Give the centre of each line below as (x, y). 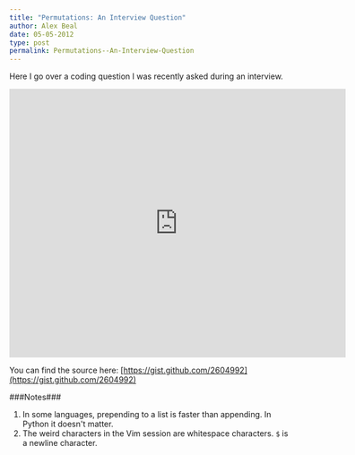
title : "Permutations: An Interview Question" (98, 17)
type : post (30, 43)
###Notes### (35, 397)
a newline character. (60, 443)
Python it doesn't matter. (68, 424)
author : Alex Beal (43, 26)
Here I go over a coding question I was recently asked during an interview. (147, 76)
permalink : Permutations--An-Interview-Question (102, 51)
